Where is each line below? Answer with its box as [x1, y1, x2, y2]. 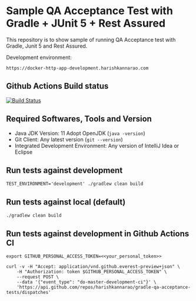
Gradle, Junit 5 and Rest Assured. [6, 42, 88, 49]
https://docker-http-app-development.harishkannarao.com [6, 65, 149, 71]
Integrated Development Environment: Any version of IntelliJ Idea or [14, 142, 180, 149]
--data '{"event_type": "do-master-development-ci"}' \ [16, 279, 157, 285]
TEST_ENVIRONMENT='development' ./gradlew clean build [6, 181, 144, 187]
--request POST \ [16, 274, 59, 280]
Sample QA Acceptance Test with [6, 4, 174, 18]
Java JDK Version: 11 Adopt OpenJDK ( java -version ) [14, 130, 145, 137]
